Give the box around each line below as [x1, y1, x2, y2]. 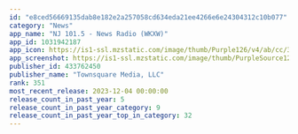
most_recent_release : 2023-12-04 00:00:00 [9, 86, 169, 95]
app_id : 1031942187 [9, 37, 82, 47]
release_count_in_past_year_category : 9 [9, 103, 161, 112]
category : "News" [9, 21, 74, 30]
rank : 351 [9, 78, 46, 87]
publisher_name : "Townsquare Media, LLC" [9, 71, 165, 79]
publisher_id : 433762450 [9, 63, 101, 71]
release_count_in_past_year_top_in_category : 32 [9, 111, 192, 120]
